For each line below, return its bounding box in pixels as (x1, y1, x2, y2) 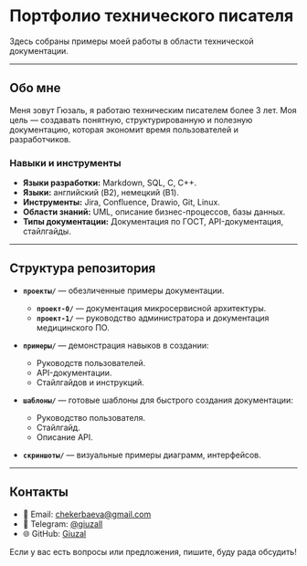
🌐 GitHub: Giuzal (22, 528, 87, 539)
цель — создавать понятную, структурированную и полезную (9, 114, 253, 125)
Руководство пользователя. (36, 412, 146, 423)
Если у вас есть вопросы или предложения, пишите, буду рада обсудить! (9, 546, 297, 557)
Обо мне (9, 80, 61, 96)
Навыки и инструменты (9, 156, 122, 169)
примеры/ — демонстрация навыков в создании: (22, 340, 209, 351)
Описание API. (36, 431, 93, 443)
